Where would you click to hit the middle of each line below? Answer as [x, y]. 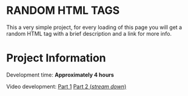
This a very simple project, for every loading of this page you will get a [94, 27]
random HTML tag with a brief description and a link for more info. [89, 33]
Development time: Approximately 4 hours [60, 75]
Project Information [56, 58]
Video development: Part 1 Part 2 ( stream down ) [66, 86]
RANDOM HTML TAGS [63, 11]
